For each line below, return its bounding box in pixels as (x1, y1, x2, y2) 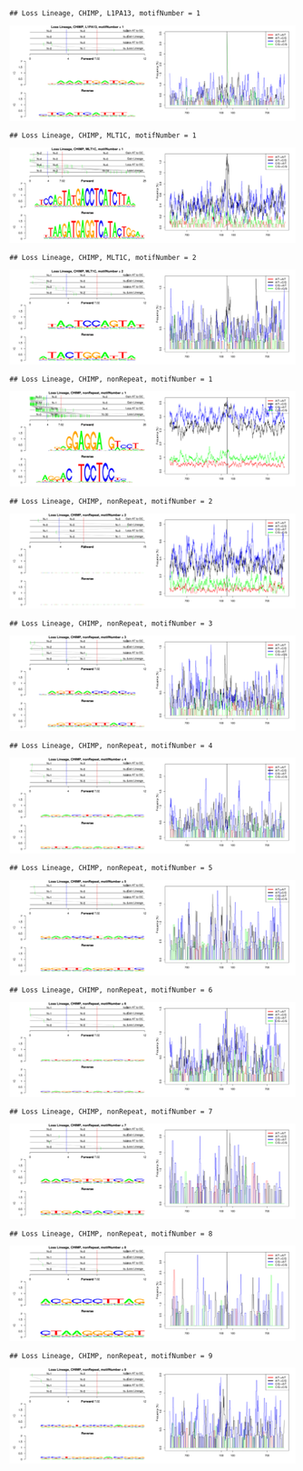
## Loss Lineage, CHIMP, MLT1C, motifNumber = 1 (9, 131, 197, 140)
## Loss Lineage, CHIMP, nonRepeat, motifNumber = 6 (9, 986, 213, 995)
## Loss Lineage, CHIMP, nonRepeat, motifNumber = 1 (9, 375, 213, 385)
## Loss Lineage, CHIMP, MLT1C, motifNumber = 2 (9, 253, 197, 262)
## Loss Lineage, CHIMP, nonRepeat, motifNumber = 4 (9, 741, 213, 750)
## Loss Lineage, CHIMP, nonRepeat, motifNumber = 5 (9, 863, 213, 872)
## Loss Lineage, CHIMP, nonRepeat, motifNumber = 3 (9, 619, 213, 628)
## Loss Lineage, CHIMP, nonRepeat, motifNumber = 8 (9, 1229, 213, 1239)
